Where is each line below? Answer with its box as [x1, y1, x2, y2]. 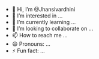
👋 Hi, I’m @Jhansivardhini [11, 6, 76, 13]
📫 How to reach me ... [11, 32, 68, 39]
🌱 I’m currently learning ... [11, 19, 76, 25]
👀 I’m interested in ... [11, 12, 63, 19]
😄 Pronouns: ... [11, 40, 51, 48]
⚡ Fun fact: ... [11, 47, 45, 54]
